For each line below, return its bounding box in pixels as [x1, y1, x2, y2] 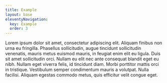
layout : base [5, 12, 33, 17]
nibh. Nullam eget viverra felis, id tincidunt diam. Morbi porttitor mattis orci [5, 61, 159, 67]
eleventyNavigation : [5, 17, 49, 22]
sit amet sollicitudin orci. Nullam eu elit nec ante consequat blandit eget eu [5, 56, 159, 62]
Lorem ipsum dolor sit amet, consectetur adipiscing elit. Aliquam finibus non [5, 40, 162, 46]
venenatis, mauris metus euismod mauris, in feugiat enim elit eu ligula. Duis [5, 51, 160, 57]
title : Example [5, 7, 37, 13]
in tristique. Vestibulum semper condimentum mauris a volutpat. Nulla [5, 66, 149, 73]
